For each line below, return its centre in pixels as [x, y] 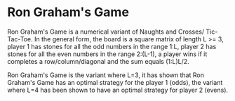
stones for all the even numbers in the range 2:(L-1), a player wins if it [107, 54]
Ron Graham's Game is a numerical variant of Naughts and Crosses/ [106, 32]
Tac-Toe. [20, 39]
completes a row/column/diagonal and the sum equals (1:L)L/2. [98, 61]
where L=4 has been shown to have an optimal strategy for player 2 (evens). [118, 90]
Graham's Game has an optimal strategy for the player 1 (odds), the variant [115, 82]
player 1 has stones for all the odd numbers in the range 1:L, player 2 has [112, 46]
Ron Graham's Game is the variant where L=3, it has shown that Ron [106, 75]
